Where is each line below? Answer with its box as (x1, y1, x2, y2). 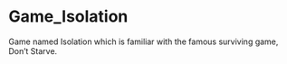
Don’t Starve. (8, 45, 58, 56)
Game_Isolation (8, 6, 129, 27)
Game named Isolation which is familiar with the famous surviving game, (8, 36, 279, 47)
